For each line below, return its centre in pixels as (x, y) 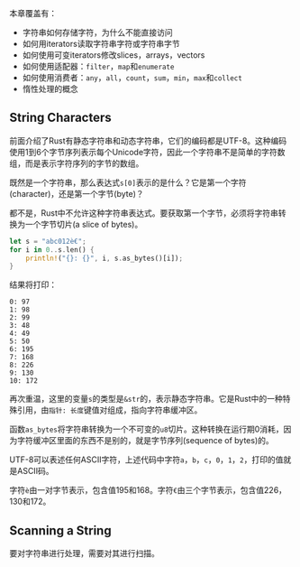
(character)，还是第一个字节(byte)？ (77, 193)
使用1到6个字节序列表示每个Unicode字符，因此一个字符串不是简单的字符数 (147, 152)
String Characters (61, 118)
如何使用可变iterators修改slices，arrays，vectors (114, 55)
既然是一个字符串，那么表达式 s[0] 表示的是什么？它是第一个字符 (128, 182)
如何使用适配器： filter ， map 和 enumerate (98, 66)
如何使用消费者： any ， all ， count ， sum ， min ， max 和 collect (132, 78)
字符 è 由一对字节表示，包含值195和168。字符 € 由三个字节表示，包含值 (137, 490)
